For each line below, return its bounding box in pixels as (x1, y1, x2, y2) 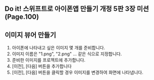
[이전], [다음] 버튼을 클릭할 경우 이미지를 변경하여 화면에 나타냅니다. (11, 70, 144, 76)
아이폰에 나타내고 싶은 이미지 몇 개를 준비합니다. (11, 45, 105, 51)
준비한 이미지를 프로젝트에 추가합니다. (11, 57, 86, 63)
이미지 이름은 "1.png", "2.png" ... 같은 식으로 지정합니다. (11, 51, 122, 57)
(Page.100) (4, 13, 39, 21)
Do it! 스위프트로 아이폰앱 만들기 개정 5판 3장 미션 (4, 4, 149, 13)
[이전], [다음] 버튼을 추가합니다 (11, 63, 72, 69)
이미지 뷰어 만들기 (4, 31, 56, 39)
